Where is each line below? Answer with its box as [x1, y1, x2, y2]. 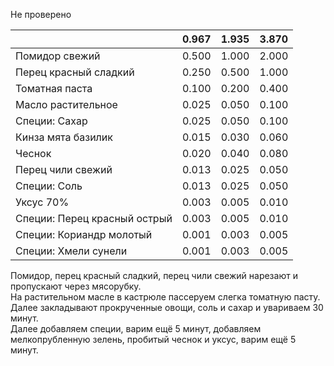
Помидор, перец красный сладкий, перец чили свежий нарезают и [10, 270, 298, 281]
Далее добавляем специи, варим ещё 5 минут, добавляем [10, 323, 262, 334]
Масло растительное [15, 98, 118, 111]
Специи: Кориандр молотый [15, 228, 153, 241]
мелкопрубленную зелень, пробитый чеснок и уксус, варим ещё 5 [10, 334, 297, 345]
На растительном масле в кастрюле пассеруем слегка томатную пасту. [10, 291, 321, 303]
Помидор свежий [15, 49, 101, 63]
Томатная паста [15, 82, 93, 95]
